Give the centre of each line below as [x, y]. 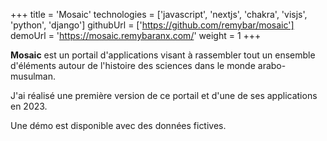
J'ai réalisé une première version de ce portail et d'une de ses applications [164, 95]
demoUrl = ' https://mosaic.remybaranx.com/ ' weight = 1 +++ [136, 35]
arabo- [272, 65]
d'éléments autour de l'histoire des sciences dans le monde [133, 65]
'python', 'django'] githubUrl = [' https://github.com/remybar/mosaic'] [152, 25]
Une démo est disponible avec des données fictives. [118, 125]
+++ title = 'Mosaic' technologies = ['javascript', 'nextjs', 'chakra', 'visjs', [159, 14]
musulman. [33, 76]
